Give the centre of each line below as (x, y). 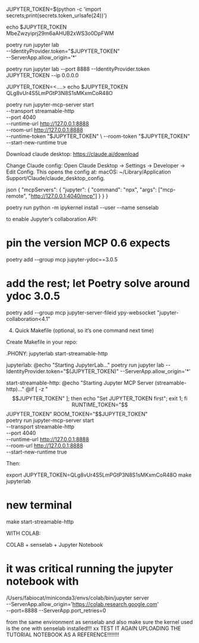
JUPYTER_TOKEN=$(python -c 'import (54, 9)
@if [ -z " (37, 389)
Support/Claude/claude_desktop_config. (56, 178)
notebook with (42, 581)
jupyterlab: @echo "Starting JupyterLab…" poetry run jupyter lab (85, 365)
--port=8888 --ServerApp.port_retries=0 (56, 610)
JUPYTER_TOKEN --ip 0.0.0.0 (42, 75)
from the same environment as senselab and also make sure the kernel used (99, 622)
